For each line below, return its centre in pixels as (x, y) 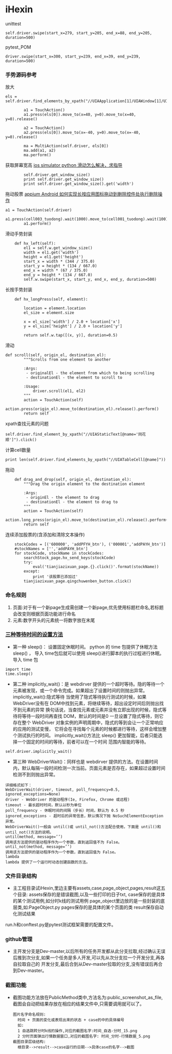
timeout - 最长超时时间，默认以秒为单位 (44, 805)
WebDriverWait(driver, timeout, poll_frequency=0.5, (63, 789)
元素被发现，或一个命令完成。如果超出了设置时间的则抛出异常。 (80, 690)
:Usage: (32, 387)
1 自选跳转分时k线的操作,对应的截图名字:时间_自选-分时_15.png (77, 1031)
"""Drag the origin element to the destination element (84, 484)
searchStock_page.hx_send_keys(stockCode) (70, 558)
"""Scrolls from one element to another (67, 360)
